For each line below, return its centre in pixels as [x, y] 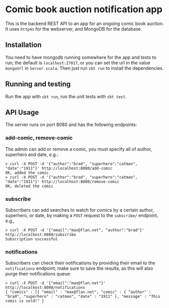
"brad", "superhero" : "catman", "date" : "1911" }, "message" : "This [83, 297]
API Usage [22, 112]
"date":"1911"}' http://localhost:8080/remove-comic [62, 182]
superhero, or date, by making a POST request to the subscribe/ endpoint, [82, 215]
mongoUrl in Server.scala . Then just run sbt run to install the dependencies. [84, 68]
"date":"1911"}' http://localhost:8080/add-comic [59, 168]
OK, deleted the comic [29, 186]
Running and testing [38, 84]
